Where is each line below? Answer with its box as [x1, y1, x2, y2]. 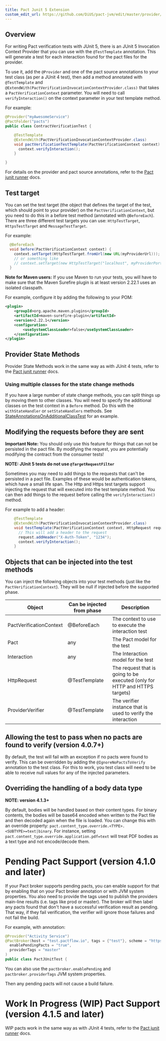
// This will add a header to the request [18, 530, 107, 535]
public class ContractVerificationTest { [5, 124, 92, 129]
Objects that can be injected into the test [5, 557, 133, 566]
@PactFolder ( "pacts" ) [5, 119, 50, 124]
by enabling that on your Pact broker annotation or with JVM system [5, 888, 144, 894]
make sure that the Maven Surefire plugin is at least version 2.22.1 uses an [5, 279, 156, 285]
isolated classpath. [5, 285, 43, 291]
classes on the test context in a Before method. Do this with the [5, 403, 134, 409]
